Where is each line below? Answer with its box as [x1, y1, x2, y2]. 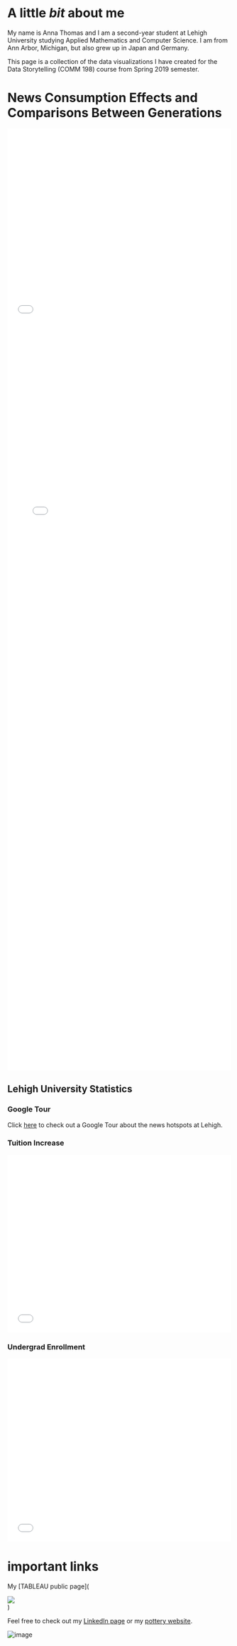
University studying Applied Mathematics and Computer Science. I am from [7, 35, 228, 44]
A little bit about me [7, 5, 125, 21]
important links [7, 1559, 99, 1575]
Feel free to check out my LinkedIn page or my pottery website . [7, 1617, 193, 1625]
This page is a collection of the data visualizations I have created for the [7, 57, 218, 65]
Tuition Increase [7, 1138, 65, 1148]
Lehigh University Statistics [7, 1083, 133, 1095]
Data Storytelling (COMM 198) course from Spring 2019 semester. [7, 65, 200, 73]
